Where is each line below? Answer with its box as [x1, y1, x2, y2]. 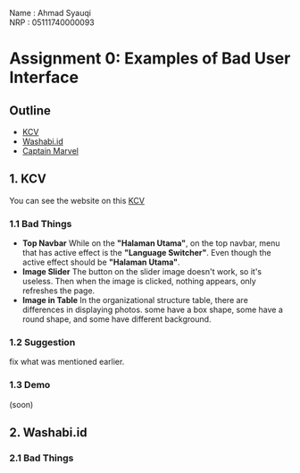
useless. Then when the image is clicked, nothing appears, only [21, 276, 256, 287]
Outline [9, 103, 51, 118]
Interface [9, 67, 79, 88]
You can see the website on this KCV [9, 195, 146, 206]
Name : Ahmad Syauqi [9, 8, 92, 18]
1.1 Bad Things [9, 217, 72, 230]
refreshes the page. [21, 285, 96, 296]
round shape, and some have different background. [21, 314, 212, 325]
